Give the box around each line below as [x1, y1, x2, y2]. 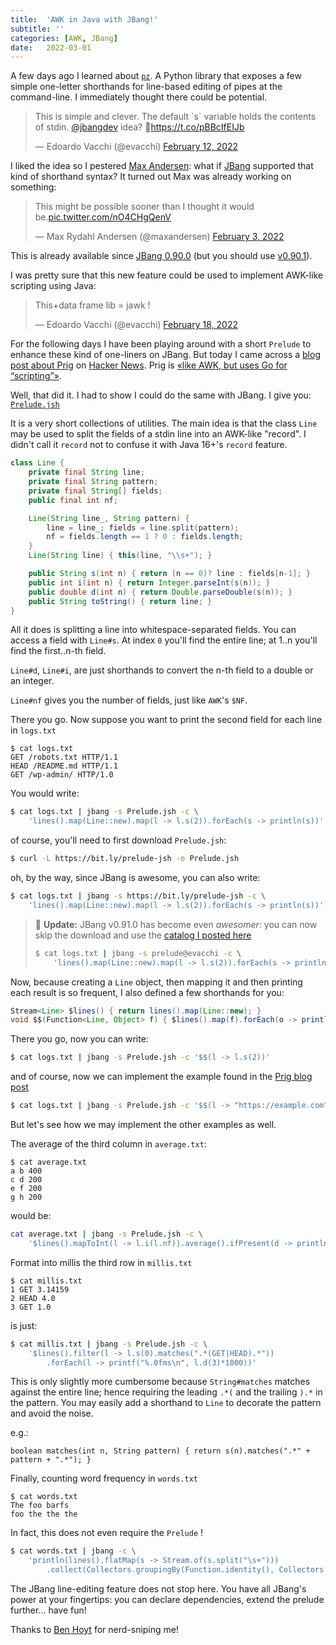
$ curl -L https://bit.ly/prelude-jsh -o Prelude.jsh [10, 854, 240, 864]
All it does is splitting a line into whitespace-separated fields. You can [10, 624, 297, 636]
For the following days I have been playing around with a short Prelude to [10, 338, 312, 350]
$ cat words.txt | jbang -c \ [10, 1546, 137, 1556]
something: [10, 181, 57, 193]
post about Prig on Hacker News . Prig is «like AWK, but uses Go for [10, 359, 288, 371]
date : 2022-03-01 [10, 42, 92, 53]
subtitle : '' [10, 24, 65, 34]
